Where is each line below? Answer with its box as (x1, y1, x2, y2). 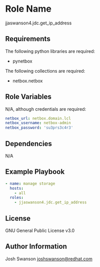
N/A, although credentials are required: (5, 106, 86, 112)
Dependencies (5, 139, 52, 148)
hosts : (10, 186, 24, 191)
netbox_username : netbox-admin (5, 121, 71, 126)
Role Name (5, 3, 52, 15)
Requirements (5, 35, 51, 43)
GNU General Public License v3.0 (5, 227, 75, 233)
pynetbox (12, 58, 33, 64)
